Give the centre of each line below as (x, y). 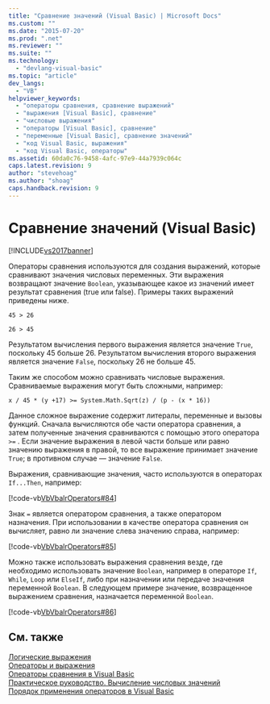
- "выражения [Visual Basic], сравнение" (86, 114)
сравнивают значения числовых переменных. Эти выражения (116, 274)
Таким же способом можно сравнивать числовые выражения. (117, 377)
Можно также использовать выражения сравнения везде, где (116, 562)
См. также (36, 637)
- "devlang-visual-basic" (59, 69)
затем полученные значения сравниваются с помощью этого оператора (134, 432)
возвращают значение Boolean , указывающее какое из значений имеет (131, 283)
